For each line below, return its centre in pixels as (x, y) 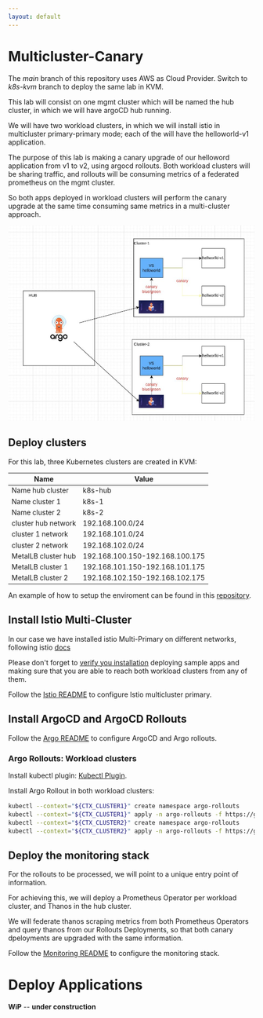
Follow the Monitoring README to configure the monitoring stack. (114, 954)
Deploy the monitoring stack (79, 855)
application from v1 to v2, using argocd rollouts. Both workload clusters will (129, 166)
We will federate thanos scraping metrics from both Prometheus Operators (128, 921)
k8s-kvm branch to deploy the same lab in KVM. (86, 86)
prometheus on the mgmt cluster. (62, 182)
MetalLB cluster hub (44, 556)
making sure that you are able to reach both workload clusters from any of (128, 671)
